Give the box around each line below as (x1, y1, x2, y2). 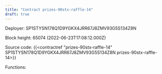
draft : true (5, 12, 29, 17)
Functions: (5, 64, 27, 70)
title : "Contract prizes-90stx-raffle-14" (5, 7, 93, 12)
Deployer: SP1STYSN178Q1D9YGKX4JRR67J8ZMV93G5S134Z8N (5, 25, 136, 31)
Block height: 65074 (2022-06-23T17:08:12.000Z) (5, 35, 107, 41)
